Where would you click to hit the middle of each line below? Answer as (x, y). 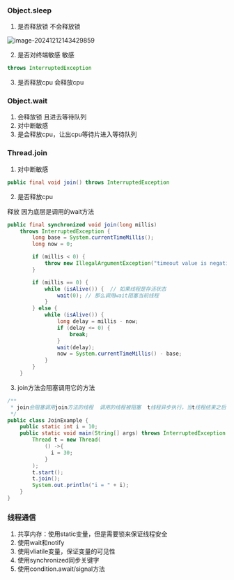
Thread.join (27, 153)
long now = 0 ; (53, 244)
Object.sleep (30, 10)
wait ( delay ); (76, 347)
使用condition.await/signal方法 (61, 569)
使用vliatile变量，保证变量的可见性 (66, 551)
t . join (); (46, 479)
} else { (45, 309)
